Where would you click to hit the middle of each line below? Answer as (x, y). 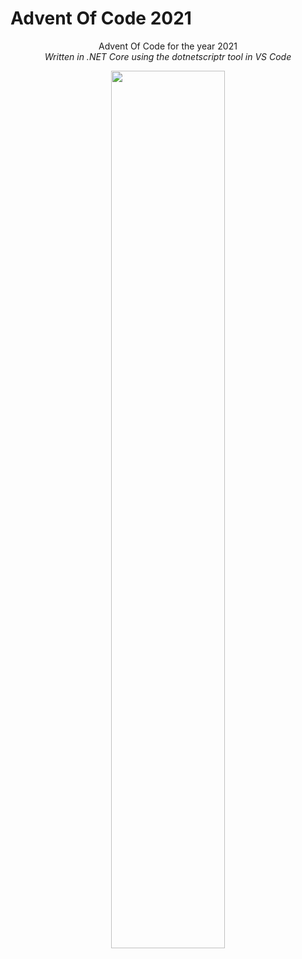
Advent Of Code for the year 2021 (168, 46)
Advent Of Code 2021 (101, 18)
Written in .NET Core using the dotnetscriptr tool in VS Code (168, 56)
